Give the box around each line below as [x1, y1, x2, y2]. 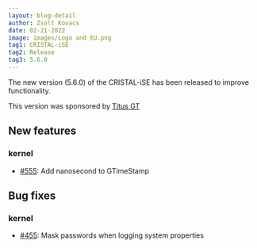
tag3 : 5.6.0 [8, 56, 48, 64]
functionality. [8, 86, 52, 95]
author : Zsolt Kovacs [8, 19, 80, 27]
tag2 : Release [8, 48, 56, 56]
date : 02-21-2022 [8, 26, 66, 34]
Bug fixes [8, 189, 56, 202]
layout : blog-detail [8, 11, 77, 20]
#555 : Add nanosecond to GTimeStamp [19, 166, 149, 175]
